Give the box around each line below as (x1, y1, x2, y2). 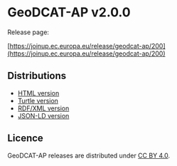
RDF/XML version (17, 104, 70, 113)
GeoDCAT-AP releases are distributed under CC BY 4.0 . (7, 151, 171, 160)
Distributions (7, 70, 67, 82)
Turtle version (17, 96, 59, 105)
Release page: (7, 28, 50, 36)
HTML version (17, 88, 60, 97)
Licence (7, 133, 44, 145)
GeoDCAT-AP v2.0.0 (7, 4, 131, 21)
